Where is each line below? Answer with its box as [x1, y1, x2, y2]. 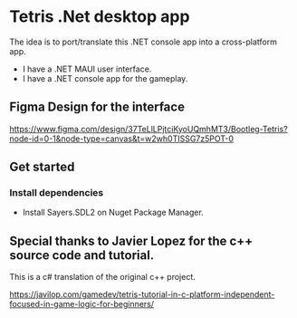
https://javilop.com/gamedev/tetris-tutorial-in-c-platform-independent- [9, 289, 275, 300]
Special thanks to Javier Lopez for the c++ [9, 233, 254, 248]
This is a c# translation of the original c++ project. [9, 272, 196, 283]
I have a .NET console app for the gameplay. [22, 72, 188, 83]
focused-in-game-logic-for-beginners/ [9, 299, 155, 310]
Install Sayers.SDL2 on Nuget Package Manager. [22, 207, 204, 218]
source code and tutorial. [9, 247, 155, 263]
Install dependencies [9, 187, 104, 199]
